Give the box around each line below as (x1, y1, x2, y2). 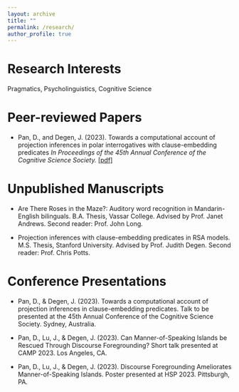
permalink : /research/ (7, 24, 75, 31)
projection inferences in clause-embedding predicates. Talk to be (17, 304, 210, 313)
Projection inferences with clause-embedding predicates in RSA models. (17, 233, 230, 242)
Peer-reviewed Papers (7, 110, 142, 125)
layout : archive (7, 10, 55, 18)
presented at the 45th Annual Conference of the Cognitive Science (17, 312, 214, 321)
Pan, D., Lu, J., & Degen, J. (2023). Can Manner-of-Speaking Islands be (17, 334, 228, 342)
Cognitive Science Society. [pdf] (17, 156, 113, 165)
